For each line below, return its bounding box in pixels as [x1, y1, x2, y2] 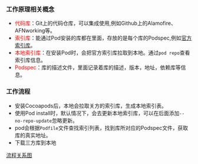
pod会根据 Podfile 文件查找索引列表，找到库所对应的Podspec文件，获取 [14, 124, 189, 131]
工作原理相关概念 [6, 5, 55, 13]
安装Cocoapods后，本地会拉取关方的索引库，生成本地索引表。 [14, 102, 167, 109]
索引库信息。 [14, 57, 46, 64]
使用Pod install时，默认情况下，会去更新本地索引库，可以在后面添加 [14, 109, 180, 116]
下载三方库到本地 [14, 139, 57, 146]
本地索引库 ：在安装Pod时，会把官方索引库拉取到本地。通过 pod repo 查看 [14, 49, 190, 57]
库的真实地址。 [14, 132, 51, 139]
